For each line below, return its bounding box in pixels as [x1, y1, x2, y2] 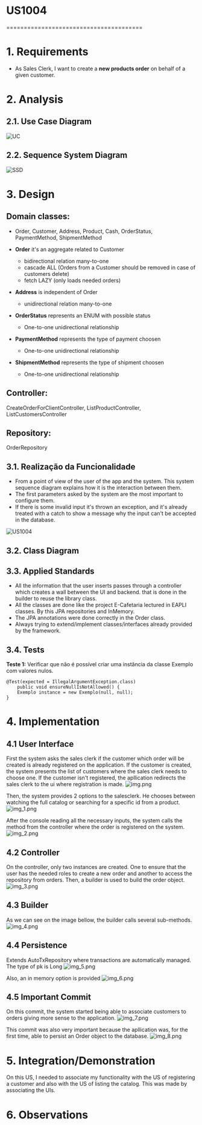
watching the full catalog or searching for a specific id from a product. [6, 799, 181, 806]
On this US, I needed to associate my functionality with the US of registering [6, 1074, 195, 1081]
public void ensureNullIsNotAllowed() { [17, 684, 120, 690]
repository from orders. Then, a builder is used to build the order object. [6, 876, 185, 884]
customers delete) [24, 270, 69, 277]
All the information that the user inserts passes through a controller [14, 582, 182, 589]
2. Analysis [6, 93, 64, 107]
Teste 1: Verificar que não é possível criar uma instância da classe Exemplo [6, 661, 194, 668]
